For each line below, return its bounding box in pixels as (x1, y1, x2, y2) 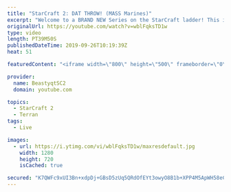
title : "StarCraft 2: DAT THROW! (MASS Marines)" (7, 10, 153, 17)
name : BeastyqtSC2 (13, 80, 67, 87)
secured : (7, 175, 32, 182)
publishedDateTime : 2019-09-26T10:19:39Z (7, 42, 128, 49)
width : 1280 (19, 149, 54, 156)
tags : (7, 118, 23, 125)
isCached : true (19, 162, 63, 169)
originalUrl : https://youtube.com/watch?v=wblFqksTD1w (7, 23, 168, 30)
